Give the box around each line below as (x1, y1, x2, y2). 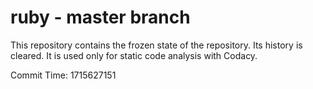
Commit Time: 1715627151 (10, 69, 117, 81)
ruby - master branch (10, 6, 191, 29)
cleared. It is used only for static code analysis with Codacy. (10, 49, 258, 61)
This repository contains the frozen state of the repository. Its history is (10, 39, 303, 51)
